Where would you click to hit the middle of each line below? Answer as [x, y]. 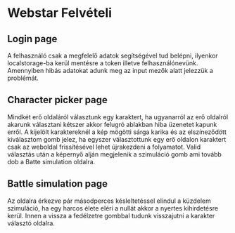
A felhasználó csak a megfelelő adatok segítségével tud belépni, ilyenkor [113, 55]
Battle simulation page [57, 184]
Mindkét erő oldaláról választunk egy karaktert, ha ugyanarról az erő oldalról [118, 116]
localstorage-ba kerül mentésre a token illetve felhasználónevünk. [103, 63]
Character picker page [57, 100]
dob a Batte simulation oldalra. [51, 161]
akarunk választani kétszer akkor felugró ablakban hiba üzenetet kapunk [112, 124]
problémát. [23, 78]
